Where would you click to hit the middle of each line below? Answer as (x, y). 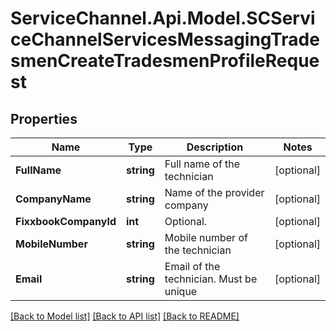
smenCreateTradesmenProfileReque (165, 61)
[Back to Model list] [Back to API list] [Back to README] (125, 316)
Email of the (192, 266)
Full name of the (202, 164)
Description (215, 147)
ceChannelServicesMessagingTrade (165, 39)
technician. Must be (211, 279)
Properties (44, 118)
